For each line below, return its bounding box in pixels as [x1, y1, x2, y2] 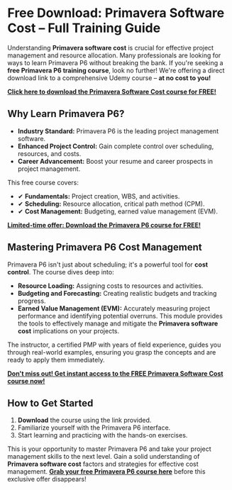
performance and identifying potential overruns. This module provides [17, 311, 223, 320]
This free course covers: [7, 178, 79, 186]
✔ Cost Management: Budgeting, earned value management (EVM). [17, 207, 219, 216]
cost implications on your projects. [17, 326, 119, 335]
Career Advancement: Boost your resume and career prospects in [17, 157, 214, 165]
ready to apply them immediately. [7, 355, 105, 364]
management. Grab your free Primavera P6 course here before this [7, 467, 206, 476]
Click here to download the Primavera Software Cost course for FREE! [7, 87, 216, 96]
